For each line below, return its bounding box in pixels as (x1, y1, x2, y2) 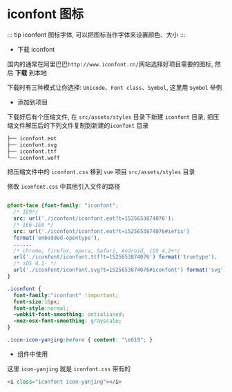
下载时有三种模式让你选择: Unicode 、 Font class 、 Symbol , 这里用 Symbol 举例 (7, 83, 222, 91)
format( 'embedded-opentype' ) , (13, 234, 100, 241)
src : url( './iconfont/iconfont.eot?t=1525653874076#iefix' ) (13, 227, 190, 235)
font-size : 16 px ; (13, 298, 60, 305)
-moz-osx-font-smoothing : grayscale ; (13, 317, 122, 325)
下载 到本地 (14, 68, 47, 77)
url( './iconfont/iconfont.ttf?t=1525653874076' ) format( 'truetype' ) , (13, 254, 217, 261)
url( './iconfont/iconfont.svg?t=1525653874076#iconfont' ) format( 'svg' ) (13, 267, 227, 274)
